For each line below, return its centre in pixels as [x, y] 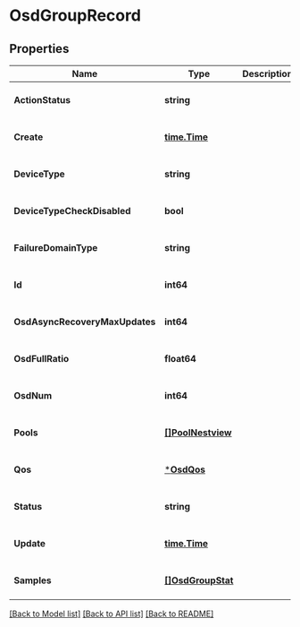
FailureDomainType [56, 248]
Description [267, 74]
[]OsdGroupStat [199, 580]
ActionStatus [42, 100]
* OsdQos [185, 469]
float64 [180, 359]
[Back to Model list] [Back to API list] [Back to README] [112, 614]
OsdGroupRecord [75, 16]
